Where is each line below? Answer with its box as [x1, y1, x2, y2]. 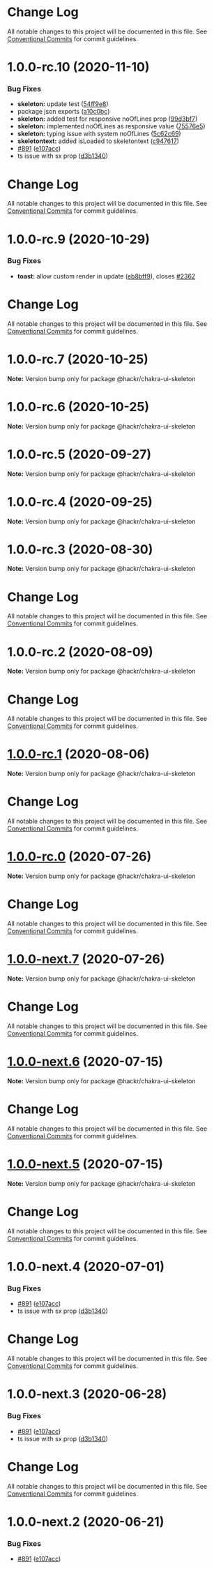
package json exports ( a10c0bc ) [17, 107, 110, 116]
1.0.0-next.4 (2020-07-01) [7, 1258, 165, 1274]
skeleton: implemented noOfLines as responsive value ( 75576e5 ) [17, 122, 206, 131]
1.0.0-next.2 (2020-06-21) [7, 1514, 165, 1529]
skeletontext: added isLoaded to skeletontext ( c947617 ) [17, 137, 180, 145]
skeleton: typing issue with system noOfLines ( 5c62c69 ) [17, 130, 181, 138]
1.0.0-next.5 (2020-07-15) [7, 1156, 164, 1172]
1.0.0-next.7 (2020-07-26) [7, 951, 165, 967]
